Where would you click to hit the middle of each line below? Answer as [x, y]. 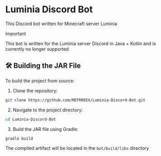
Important [16, 33]
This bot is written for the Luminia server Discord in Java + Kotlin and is [81, 43]
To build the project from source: [40, 81]
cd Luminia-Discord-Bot [31, 119]
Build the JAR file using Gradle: [45, 129]
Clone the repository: [35, 90]
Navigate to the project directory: [48, 110]
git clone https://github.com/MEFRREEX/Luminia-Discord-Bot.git [75, 100]
